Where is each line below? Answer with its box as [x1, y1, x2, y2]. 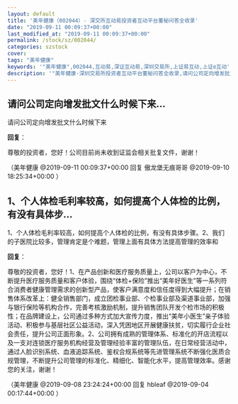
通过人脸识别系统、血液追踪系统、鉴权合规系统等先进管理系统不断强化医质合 [7, 347, 231, 356]
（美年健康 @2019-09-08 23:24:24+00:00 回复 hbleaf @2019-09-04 [7, 381, 209, 389]
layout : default [7, 10, 55, 18]
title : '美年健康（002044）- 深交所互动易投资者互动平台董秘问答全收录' [7, 17, 198, 24]
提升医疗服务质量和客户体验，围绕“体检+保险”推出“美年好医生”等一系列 [13, 276, 221, 285]
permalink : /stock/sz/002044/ [7, 37, 97, 44]
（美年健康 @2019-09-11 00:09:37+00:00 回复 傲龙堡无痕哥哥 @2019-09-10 [7, 163, 230, 172]
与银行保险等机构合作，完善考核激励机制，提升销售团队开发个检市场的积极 [7, 303, 225, 312]
